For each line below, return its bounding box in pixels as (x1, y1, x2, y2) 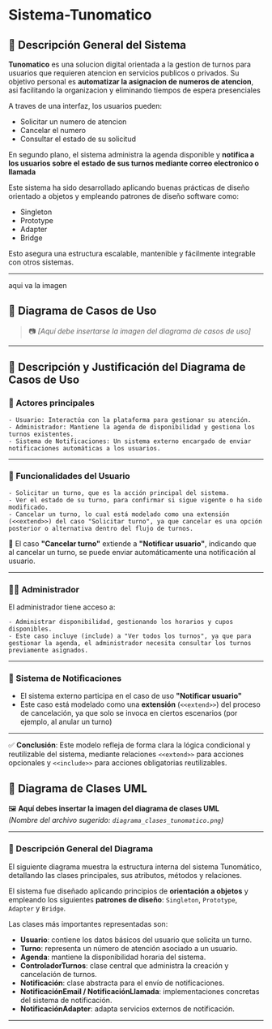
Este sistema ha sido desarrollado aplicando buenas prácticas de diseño (8, 183, 250, 192)
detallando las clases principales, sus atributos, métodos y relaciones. (8, 870, 243, 880)
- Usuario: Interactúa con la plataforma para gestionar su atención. (8, 415, 252, 424)
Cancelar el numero (19, 126, 87, 135)
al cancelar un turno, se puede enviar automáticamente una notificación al (8, 547, 257, 557)
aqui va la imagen (8, 281, 67, 290)
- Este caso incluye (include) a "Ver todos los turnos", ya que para (8, 632, 252, 640)
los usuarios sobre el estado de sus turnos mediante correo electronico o (8, 158, 259, 168)
